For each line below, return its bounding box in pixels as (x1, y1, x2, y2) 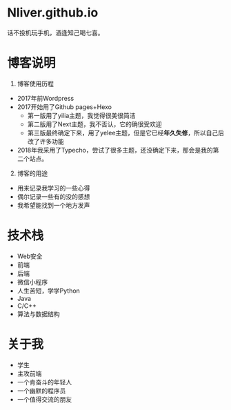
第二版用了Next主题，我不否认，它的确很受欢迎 (27, 119, 162, 128)
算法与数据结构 (17, 309, 60, 318)
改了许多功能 (27, 137, 64, 146)
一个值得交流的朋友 (17, 395, 72, 403)
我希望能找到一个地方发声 (17, 201, 90, 209)
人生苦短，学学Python (17, 286, 81, 295)
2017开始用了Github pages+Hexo (17, 102, 112, 111)
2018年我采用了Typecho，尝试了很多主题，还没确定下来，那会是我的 (17, 146, 213, 154)
